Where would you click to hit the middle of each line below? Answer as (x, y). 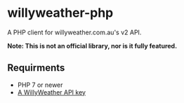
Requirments (36, 68)
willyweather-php (60, 13)
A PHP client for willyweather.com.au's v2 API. (74, 32)
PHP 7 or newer (40, 85)
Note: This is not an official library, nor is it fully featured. (92, 46)
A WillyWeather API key (52, 92)
